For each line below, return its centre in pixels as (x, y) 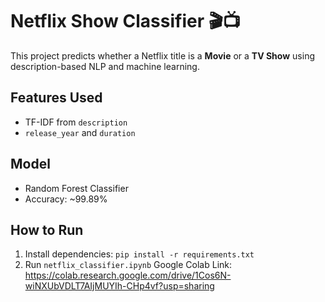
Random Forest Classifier (76, 188)
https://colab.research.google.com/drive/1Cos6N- (128, 275)
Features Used (56, 98)
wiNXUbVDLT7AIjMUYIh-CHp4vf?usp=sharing (119, 286)
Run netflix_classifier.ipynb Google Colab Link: (128, 265)
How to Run (47, 229)
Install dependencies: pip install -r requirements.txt (139, 254)
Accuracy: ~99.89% (66, 199)
